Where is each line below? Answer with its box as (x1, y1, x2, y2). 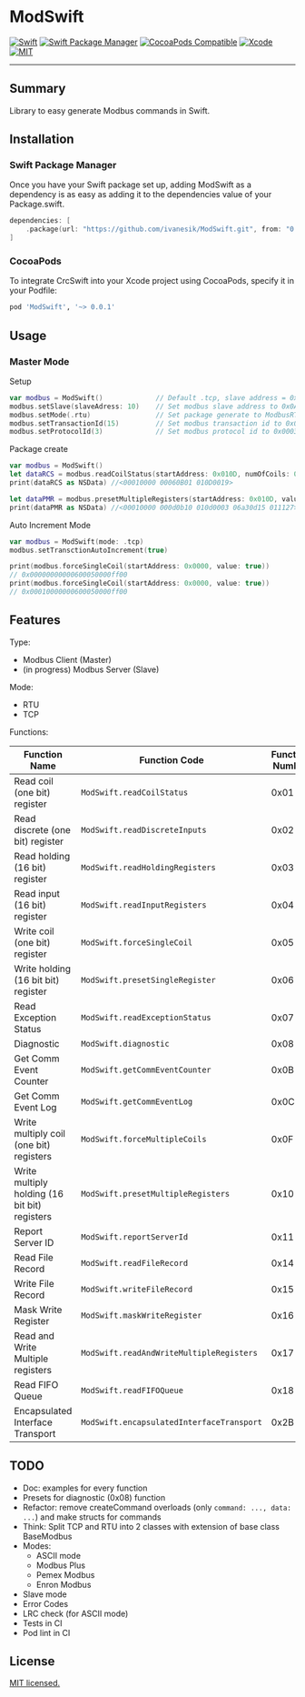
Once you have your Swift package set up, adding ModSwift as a (9, 179, 252, 190)
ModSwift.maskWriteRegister (81, 1310, 202, 1320)
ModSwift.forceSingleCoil (81, 937, 193, 948)
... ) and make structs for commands (22, 1511, 162, 1522)
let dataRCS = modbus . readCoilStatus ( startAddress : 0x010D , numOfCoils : (9, 470, 290, 479)
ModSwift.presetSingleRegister (81, 975, 216, 985)
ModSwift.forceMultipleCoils (81, 1134, 207, 1144)
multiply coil (14, 1127, 66, 1140)
